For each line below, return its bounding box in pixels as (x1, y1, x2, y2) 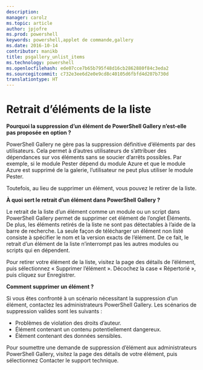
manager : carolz (6, 15, 47, 21)
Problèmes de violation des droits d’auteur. (14, 319, 122, 327)
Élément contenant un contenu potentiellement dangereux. (14, 326, 162, 333)
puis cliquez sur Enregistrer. (6, 271, 76, 279)
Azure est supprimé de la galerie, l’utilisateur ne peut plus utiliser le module (6, 167, 193, 174)
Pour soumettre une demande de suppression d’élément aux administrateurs (6, 344, 197, 351)
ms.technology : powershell (6, 59, 74, 65)
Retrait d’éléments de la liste (6, 102, 152, 116)
